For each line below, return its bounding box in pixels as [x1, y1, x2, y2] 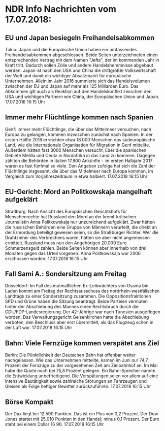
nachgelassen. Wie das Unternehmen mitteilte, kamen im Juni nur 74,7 [5, 357, 149, 363]
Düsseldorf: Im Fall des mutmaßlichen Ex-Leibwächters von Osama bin [5, 283, 149, 289]
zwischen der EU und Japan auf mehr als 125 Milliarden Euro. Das [5, 83, 139, 89]
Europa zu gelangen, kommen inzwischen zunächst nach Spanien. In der [5, 132, 153, 137]
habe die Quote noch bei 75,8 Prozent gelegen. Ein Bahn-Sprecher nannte [5, 368, 156, 374]
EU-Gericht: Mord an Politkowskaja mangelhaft [5, 188, 153, 196]
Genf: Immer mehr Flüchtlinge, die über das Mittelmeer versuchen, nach [5, 126, 152, 132]
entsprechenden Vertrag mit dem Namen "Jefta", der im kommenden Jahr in [5, 57, 159, 63]
